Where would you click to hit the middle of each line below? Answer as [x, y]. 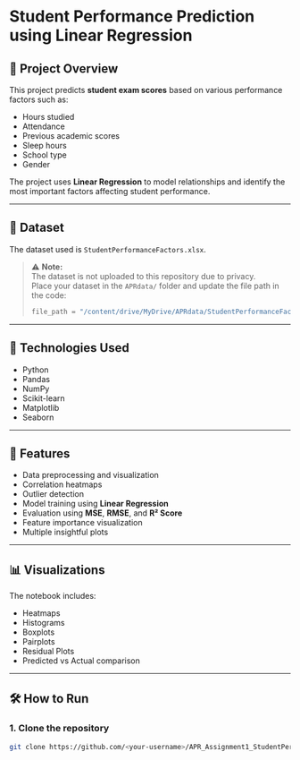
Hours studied [48, 117]
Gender [36, 164]
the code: [49, 295]
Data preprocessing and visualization [90, 475]
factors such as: [39, 99]
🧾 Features [40, 453]
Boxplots [38, 632]
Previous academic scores [71, 136]
